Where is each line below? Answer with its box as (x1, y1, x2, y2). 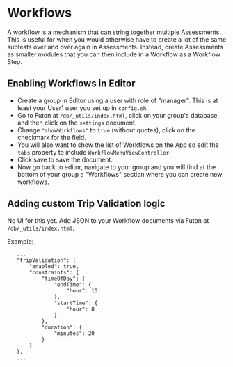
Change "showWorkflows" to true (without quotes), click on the (17, 125, 196, 134)
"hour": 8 (66, 305, 95, 313)
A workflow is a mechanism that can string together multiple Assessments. (7, 28, 221, 36)
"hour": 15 (66, 287, 98, 294)
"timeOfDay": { (41, 275, 86, 282)
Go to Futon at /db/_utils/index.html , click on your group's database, (17, 111, 219, 119)
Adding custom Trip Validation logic (7, 198, 166, 210)
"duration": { (41, 324, 82, 331)
